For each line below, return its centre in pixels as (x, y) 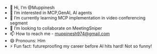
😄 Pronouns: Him (27, 41)
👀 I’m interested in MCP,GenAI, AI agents (51, 13)
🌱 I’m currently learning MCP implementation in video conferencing (78, 18)
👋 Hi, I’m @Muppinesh (32, 8)
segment (19, 23)
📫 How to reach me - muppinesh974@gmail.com (60, 34)
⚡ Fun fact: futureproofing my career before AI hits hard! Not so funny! (81, 46)
